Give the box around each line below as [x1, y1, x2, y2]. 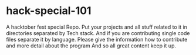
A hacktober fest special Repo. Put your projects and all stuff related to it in [6, 23, 188, 30]
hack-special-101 [6, 4, 92, 18]
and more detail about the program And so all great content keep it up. [6, 42, 177, 49]
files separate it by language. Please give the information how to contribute [6, 36, 188, 43]
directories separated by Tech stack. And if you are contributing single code [6, 29, 190, 36]
